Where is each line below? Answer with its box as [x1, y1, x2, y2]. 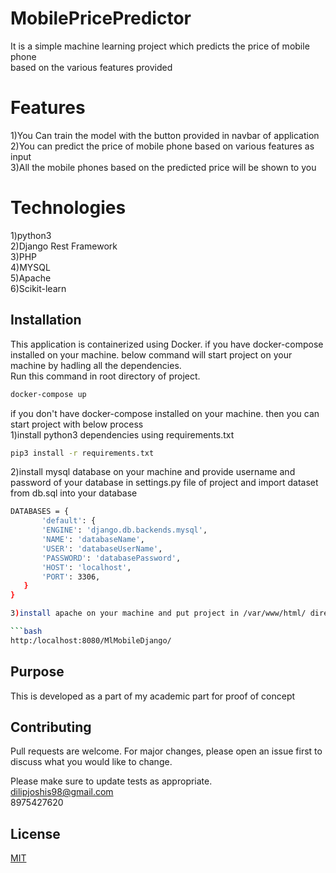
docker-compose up [10, 389, 87, 399]
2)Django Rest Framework [10, 240, 118, 252]
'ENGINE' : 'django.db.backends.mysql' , [41, 525, 208, 536]
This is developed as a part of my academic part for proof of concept [10, 690, 296, 702]
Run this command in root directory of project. [10, 370, 201, 382]
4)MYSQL [10, 261, 51, 273]
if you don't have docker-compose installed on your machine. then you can [10, 407, 320, 419]
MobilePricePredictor [10, 7, 192, 30]
